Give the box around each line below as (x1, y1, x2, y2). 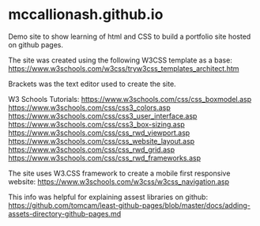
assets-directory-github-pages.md (8, 209, 122, 218)
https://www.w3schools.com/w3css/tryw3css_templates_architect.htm (8, 63, 239, 73)
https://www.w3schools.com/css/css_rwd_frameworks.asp (8, 153, 202, 163)
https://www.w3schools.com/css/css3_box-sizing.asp (8, 119, 186, 129)
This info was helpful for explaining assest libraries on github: (8, 192, 208, 202)
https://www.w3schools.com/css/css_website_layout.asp (8, 136, 195, 145)
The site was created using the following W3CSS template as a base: (8, 55, 233, 65)
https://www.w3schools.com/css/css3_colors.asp (8, 103, 171, 112)
